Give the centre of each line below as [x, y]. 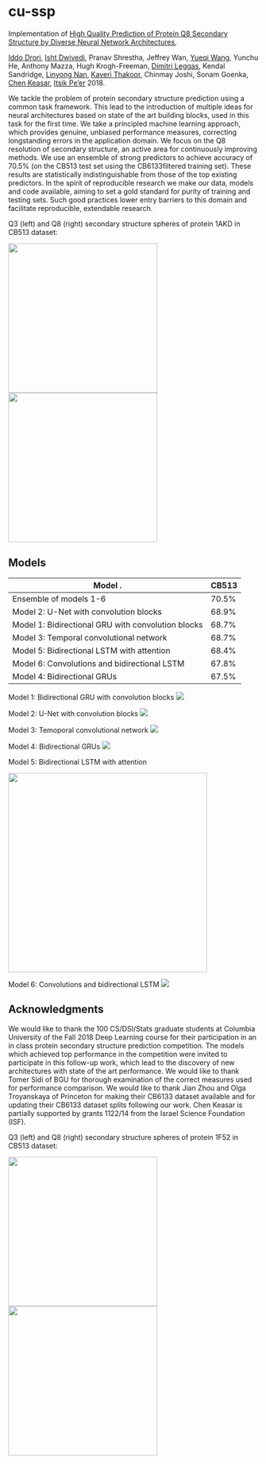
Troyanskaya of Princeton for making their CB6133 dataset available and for [132, 1096]
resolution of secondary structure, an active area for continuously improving [133, 149]
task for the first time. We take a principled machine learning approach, [125, 123]
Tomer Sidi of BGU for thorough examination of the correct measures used [130, 1079]
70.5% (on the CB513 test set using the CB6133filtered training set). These [130, 166]
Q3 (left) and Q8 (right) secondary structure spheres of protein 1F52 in [123, 1137]
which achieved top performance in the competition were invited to [118, 1054]
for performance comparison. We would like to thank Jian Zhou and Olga [127, 1088]
